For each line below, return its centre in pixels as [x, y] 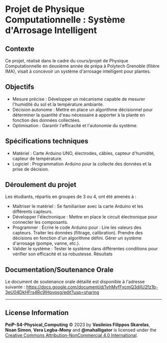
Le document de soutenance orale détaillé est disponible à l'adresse [75, 282]
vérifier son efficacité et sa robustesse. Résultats [62, 254]
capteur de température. [37, 159]
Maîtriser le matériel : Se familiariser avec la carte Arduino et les [78, 206]
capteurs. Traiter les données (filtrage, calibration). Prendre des [78, 233]
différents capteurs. [33, 212]
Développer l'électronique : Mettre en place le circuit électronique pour [85, 217]
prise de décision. [31, 169]
